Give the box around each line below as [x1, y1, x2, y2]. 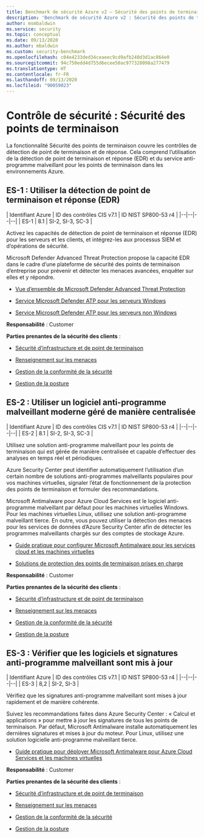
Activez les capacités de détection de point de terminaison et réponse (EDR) [6, 229, 197, 236]
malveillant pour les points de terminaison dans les [36, 161, 164, 168]
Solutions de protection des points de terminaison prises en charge [15, 560, 183, 567]
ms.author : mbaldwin [6, 43, 59, 49]
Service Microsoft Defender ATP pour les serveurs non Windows [15, 309, 177, 316]
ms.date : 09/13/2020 [6, 37, 59, 43]
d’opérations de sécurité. [6, 242, 69, 250]
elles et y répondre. [6, 273, 55, 281]
